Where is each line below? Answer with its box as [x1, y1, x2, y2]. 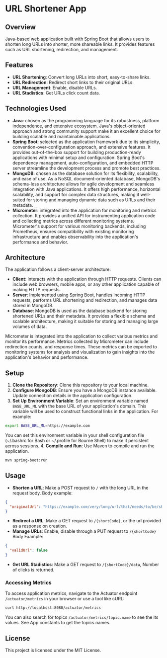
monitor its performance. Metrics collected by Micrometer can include [5, 338, 149, 344]
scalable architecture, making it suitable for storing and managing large [12, 319, 159, 325]
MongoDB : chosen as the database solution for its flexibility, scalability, [12, 170, 159, 176]
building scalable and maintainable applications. [12, 133, 111, 139]
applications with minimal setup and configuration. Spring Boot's [12, 155, 145, 161]
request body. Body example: [12, 490, 73, 496]
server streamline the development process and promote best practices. [12, 165, 161, 171]
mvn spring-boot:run [5, 458, 48, 463]
